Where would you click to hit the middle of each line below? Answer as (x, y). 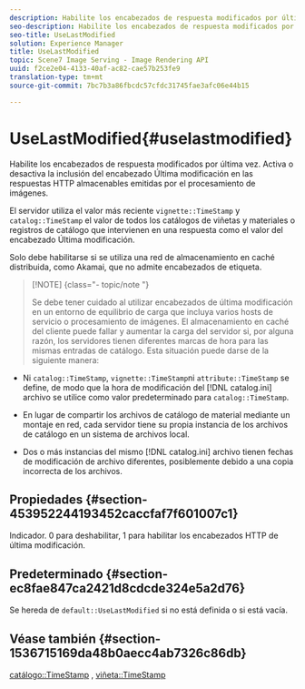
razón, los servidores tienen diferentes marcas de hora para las (150, 340)
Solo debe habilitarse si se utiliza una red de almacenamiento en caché (142, 257)
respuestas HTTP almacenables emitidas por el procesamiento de (133, 183)
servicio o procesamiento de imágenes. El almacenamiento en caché (160, 321)
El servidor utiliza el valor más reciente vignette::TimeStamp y (125, 210)
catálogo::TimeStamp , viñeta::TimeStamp (88, 675)
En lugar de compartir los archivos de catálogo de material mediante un (156, 414)
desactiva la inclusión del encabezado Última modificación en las (132, 173)
